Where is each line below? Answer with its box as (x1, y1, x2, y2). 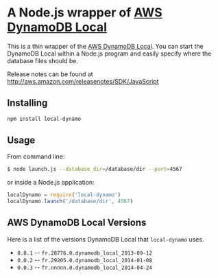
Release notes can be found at (7, 70, 94, 78)
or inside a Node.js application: (7, 178, 95, 187)
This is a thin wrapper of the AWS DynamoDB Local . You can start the (7, 42, 204, 50)
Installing (7, 97, 48, 109)
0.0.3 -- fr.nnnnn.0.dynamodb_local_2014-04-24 (16, 263, 153, 271)
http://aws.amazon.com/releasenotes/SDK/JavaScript (7, 77, 159, 85)
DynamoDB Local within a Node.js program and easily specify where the (7, 49, 212, 58)
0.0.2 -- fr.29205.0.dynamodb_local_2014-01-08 (16, 255, 153, 264)
